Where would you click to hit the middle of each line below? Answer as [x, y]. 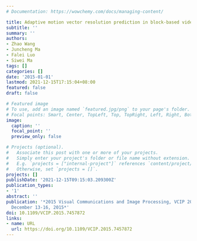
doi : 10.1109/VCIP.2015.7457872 [45, 213]
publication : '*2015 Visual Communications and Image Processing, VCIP [95, 202]
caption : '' [26, 126]
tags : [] [17, 66]
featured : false [26, 88]
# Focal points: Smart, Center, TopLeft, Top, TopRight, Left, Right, [94, 115]
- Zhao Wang [21, 44]
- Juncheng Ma [23, 50]
